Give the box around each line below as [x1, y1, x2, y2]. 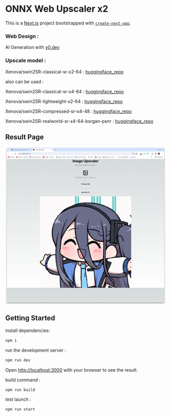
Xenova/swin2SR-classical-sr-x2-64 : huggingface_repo [5, 68, 124, 74]
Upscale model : [5, 57, 46, 64]
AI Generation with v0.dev [5, 44, 60, 50]
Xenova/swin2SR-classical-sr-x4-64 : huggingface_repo [5, 88, 124, 94]
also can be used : [5, 79, 44, 85]
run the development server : [5, 347, 66, 353]
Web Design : [5, 33, 39, 40]
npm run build [5, 387, 36, 393]
